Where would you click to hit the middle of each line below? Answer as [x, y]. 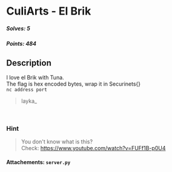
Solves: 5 [18, 28]
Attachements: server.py [38, 162]
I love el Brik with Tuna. [35, 77]
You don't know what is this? [57, 142]
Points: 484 [21, 44]
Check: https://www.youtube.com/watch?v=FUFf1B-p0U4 [93, 148]
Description [29, 63]
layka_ [29, 101]
